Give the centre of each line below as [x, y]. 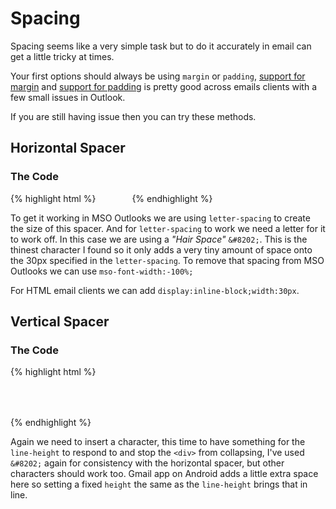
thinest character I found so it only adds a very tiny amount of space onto [161, 249]
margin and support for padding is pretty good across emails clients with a [164, 86]
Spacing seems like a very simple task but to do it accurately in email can [161, 46]
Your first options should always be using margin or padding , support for [158, 76]
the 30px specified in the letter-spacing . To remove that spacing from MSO [167, 260]
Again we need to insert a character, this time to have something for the [158, 442]
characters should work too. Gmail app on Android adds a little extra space [164, 474]
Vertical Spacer [60, 322]
